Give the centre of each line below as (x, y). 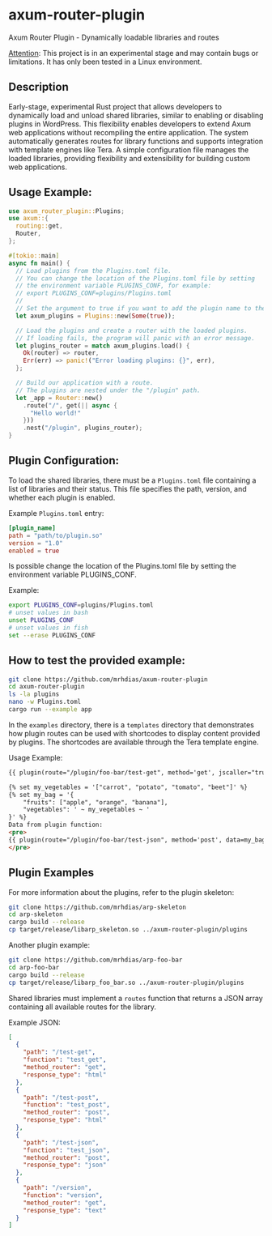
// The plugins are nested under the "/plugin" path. (108, 390)
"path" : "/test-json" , (61, 1142)
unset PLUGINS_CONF (41, 620)
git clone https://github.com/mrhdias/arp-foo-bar (96, 960)
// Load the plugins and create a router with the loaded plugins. (132, 330)
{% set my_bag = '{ (41, 795)
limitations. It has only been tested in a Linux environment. (105, 62)
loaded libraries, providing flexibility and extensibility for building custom (130, 158)
